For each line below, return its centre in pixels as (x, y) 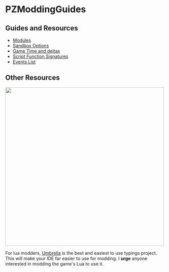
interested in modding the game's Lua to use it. (55, 264)
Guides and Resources (42, 28)
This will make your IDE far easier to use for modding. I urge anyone (76, 258)
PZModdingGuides (46, 9)
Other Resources (32, 78)
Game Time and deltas (36, 51)
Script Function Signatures (40, 56)
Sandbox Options (31, 46)
